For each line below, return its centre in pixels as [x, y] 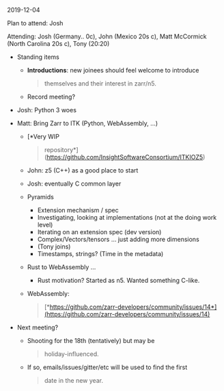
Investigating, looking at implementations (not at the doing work [127, 217]
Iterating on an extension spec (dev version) [99, 232]
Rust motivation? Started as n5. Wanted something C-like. [118, 280]
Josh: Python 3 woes [47, 110]
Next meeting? [38, 327]
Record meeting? [51, 97]
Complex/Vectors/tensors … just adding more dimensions [118, 239]
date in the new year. [74, 380]
